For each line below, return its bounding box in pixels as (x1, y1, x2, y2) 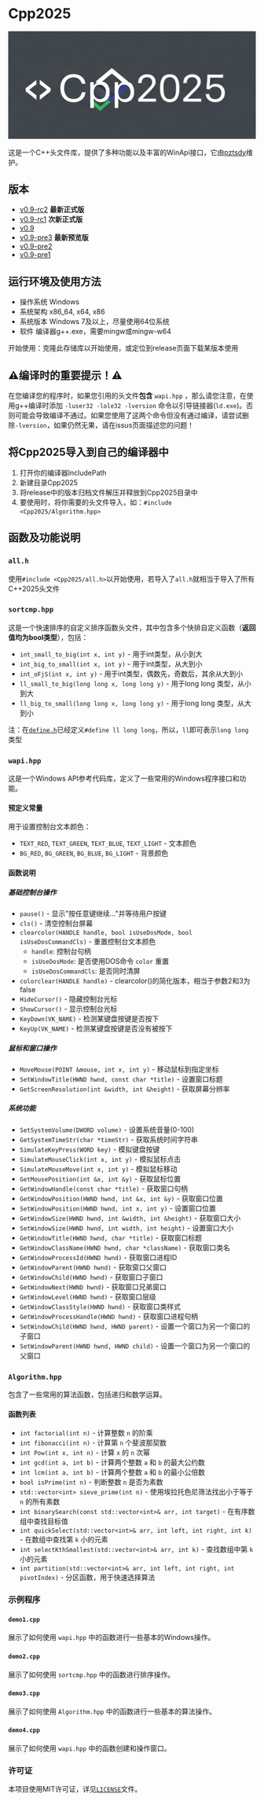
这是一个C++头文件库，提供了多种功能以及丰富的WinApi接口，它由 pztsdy (8, 147, 247, 157)
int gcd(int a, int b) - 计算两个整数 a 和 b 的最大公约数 (19, 1457, 206, 1467)
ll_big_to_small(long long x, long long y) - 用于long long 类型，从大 (19, 698, 251, 708)
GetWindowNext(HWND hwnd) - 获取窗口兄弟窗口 (19, 1282, 167, 1292)
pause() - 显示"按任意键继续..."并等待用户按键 (19, 909, 167, 918)
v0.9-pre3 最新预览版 (19, 233, 89, 242)
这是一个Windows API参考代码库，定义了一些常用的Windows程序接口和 (8, 774, 240, 783)
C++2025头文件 (8, 583, 60, 594)
